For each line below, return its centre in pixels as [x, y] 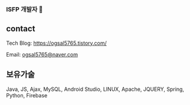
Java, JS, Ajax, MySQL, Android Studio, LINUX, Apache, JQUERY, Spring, [95, 89]
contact [21, 29]
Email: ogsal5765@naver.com [42, 54]
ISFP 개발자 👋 [24, 9]
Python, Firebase [27, 95]
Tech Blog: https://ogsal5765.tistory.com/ [57, 43]
